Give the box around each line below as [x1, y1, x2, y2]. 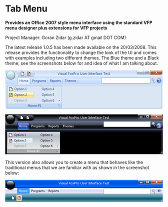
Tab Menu [5, 3, 47, 14]
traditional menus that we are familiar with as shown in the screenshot [5, 164, 149, 170]
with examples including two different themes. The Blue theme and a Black [5, 54, 159, 60]
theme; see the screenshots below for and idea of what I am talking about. [5, 60, 158, 66]
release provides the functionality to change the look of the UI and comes [5, 49, 156, 55]
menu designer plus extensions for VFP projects [5, 24, 107, 30]
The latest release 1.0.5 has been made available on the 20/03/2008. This [5, 44, 156, 50]
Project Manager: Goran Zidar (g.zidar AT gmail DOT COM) [5, 34, 126, 40]
